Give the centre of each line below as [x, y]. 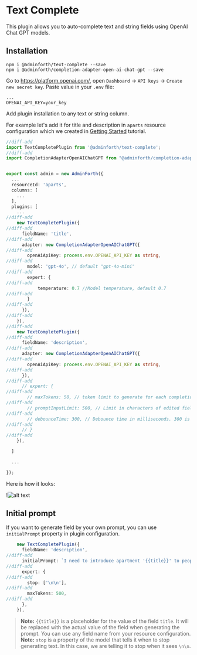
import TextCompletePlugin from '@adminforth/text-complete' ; [84, 147]
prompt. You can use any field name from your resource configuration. [106, 633]
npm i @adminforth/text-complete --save [56, 64]
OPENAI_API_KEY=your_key [36, 103]
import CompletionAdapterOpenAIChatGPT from [61, 158]
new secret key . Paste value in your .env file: [60, 87]
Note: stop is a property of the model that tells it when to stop [95, 640]
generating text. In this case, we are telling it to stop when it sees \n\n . [106, 646]
